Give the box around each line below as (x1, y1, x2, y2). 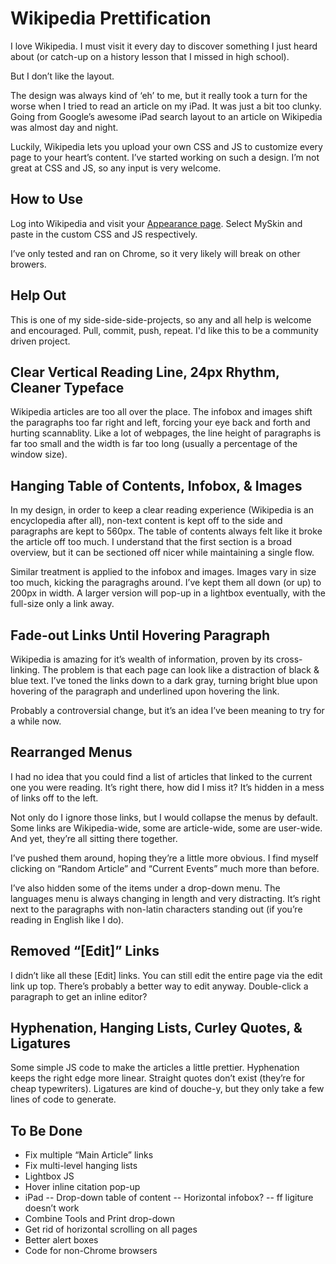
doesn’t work (24, 1202, 80, 1214)
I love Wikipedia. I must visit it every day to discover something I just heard (10, 40, 318, 52)
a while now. (10, 715, 62, 727)
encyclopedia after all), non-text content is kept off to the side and (10, 515, 283, 527)
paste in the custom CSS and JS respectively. (10, 228, 198, 240)
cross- (275, 653, 303, 665)
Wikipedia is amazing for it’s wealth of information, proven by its (10, 653, 274, 665)
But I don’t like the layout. (10, 70, 115, 82)
